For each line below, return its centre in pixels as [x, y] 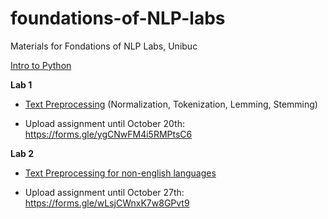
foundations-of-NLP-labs [118, 18]
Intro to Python [41, 65]
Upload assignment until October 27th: [104, 192]
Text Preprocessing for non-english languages [120, 173]
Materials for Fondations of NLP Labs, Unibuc [104, 46]
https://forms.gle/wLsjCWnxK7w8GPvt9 [107, 203]
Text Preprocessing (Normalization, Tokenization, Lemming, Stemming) [171, 104]
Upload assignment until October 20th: [104, 123]
